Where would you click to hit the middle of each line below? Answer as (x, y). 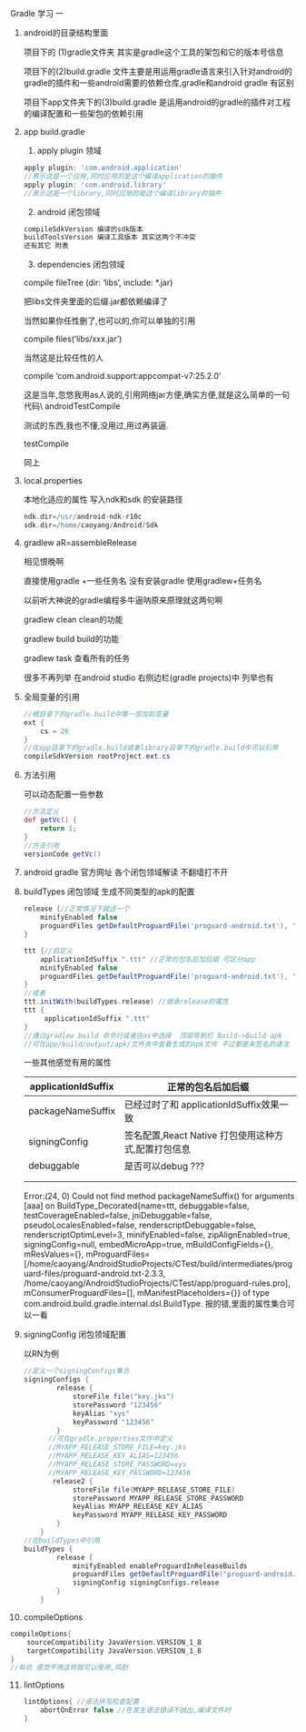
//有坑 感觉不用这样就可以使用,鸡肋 (69, 1668)
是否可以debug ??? (164, 1167)
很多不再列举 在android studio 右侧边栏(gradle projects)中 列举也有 (148, 678)
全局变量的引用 (51, 697)
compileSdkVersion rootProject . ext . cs (97, 757)
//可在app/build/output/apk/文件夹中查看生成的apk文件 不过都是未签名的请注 (156, 1044)
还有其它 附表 (46, 246)
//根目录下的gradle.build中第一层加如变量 (96, 714)
